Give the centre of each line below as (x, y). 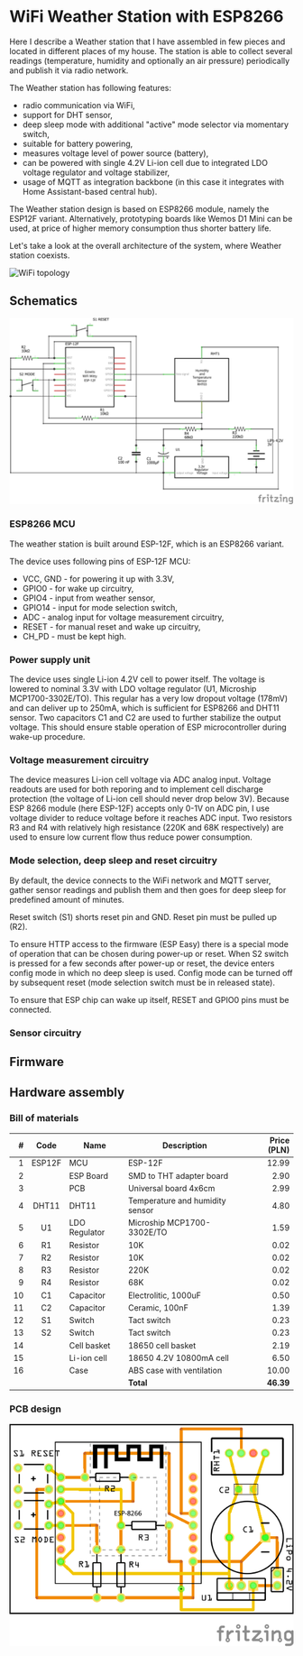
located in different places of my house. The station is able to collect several (151, 51)
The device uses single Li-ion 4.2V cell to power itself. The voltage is (138, 679)
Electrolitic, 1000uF (164, 1295)
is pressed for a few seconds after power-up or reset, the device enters (142, 963)
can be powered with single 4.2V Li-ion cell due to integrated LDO (145, 162)
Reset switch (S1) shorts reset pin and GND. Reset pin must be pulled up (143, 916)
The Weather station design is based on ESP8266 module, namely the (139, 208)
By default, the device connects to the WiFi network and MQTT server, (140, 880)
